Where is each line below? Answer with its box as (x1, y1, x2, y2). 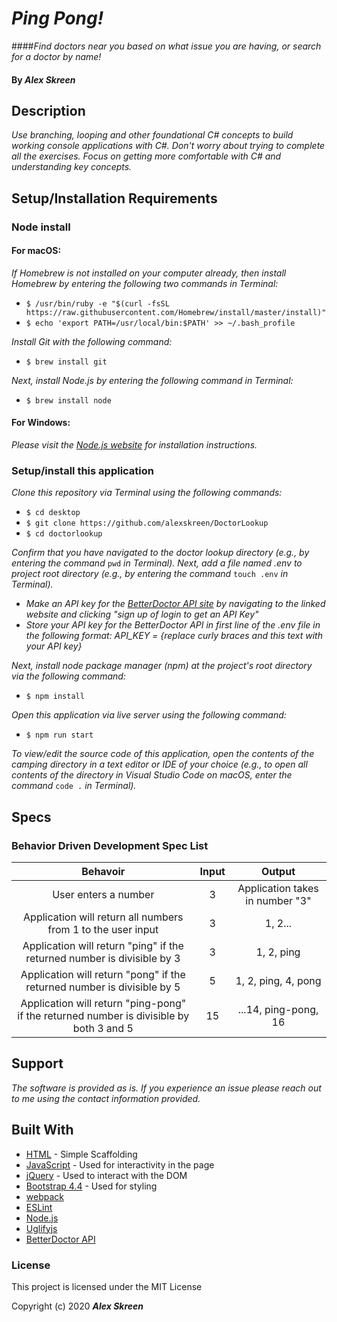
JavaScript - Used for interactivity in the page (25, 1158, 215, 1171)
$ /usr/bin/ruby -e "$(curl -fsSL (25, 298, 170, 309)
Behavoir (81, 865, 126, 879)
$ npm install (25, 692, 85, 702)
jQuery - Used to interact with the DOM (25, 1169, 188, 1181)
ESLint (25, 1201, 53, 1213)
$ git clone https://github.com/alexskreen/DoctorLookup (25, 518, 269, 529)
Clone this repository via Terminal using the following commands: (11, 487, 283, 499)
